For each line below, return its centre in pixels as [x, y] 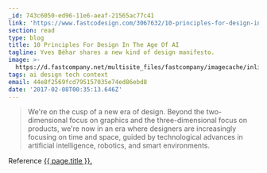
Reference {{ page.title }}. [50, 161]
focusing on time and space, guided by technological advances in [135, 137]
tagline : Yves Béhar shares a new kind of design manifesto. [112, 52]
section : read [32, 30]
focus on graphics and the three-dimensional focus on [159, 121]
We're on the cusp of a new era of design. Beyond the [116, 112]
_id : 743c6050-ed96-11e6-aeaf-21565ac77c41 [81, 15]
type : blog [26, 38]
